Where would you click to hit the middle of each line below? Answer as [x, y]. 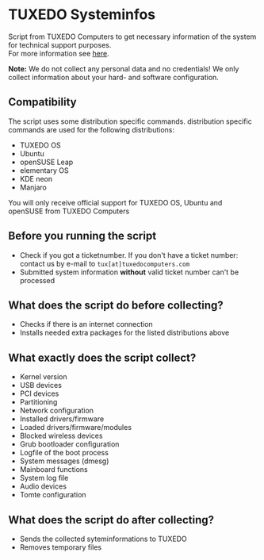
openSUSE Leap [46, 162]
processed [37, 280]
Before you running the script [82, 236]
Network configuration [56, 411]
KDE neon [36, 178]
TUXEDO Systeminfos [82, 15]
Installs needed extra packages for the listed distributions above [124, 333]
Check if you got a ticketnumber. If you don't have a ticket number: [129, 255]
